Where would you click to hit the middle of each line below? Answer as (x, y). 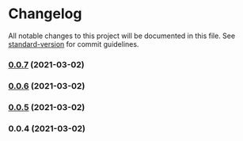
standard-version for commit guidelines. (74, 44)
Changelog (45, 14)
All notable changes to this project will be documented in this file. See (122, 36)
